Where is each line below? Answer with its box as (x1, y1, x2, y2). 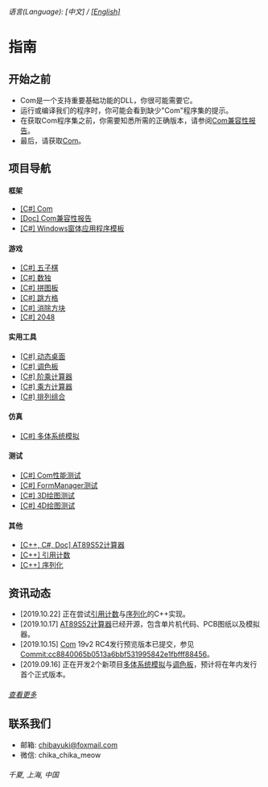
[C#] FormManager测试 (19, 481, 98, 490)
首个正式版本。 (19, 669, 70, 680)
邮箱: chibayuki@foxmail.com (19, 739, 118, 749)
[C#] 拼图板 (19, 283, 59, 293)
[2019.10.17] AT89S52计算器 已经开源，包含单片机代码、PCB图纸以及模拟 (19, 619, 260, 629)
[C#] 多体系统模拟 (19, 431, 80, 440)
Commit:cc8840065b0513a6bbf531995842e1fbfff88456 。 (19, 649, 215, 660)
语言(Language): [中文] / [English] (8, 6, 121, 16)
